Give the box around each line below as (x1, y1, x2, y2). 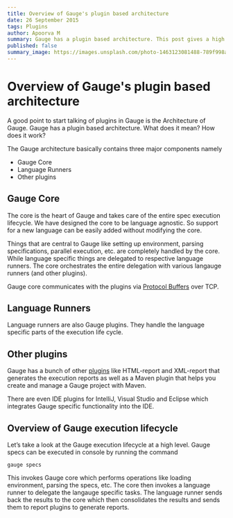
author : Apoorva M (7, 29, 60, 37)
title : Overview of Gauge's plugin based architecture (7, 10, 169, 17)
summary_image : (7, 49, 51, 56)
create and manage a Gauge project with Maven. (7, 381, 147, 390)
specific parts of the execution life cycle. (7, 328, 123, 336)
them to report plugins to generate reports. (7, 503, 130, 512)
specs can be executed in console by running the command (7, 448, 178, 456)
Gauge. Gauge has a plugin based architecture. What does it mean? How (7, 123, 215, 132)
